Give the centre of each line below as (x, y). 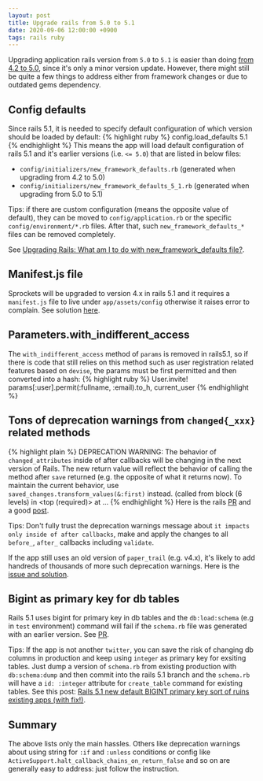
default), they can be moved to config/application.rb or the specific (120, 218)
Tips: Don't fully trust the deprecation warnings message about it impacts (129, 525)
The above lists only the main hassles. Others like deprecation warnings (124, 744)
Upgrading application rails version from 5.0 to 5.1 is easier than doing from (131, 60)
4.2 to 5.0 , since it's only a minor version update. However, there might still (129, 68)
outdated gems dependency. (55, 85)
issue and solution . (38, 574)
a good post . (29, 510)
